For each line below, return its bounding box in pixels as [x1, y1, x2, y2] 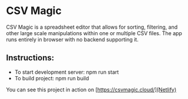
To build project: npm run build [14, 74, 89, 81]
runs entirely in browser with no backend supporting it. [6, 36, 139, 43]
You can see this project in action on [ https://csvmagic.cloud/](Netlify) [6, 86, 177, 93]
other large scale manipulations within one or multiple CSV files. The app [6, 29, 182, 36]
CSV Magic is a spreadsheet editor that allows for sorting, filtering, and [6, 23, 178, 30]
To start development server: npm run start [14, 69, 119, 76]
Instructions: [6, 53, 55, 63]
